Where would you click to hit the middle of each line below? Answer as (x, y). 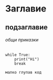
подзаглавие (26, 27)
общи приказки (22, 40)
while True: (18, 55)
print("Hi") (27, 59)
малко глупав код (23, 72)
